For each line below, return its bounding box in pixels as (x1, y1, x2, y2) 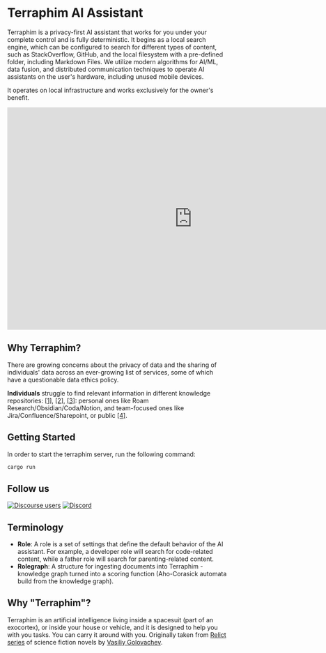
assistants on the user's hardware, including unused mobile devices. (7, 72, 204, 81)
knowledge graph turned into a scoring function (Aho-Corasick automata (17, 570, 227, 578)
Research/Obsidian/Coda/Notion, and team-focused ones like (7, 403, 185, 412)
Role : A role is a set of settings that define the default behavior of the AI (17, 540, 224, 548)
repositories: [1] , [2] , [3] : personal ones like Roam (7, 396, 149, 405)
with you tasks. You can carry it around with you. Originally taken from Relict (7, 630, 226, 639)
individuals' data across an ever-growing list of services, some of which (7, 368, 214, 376)
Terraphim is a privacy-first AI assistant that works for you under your (7, 28, 207, 36)
